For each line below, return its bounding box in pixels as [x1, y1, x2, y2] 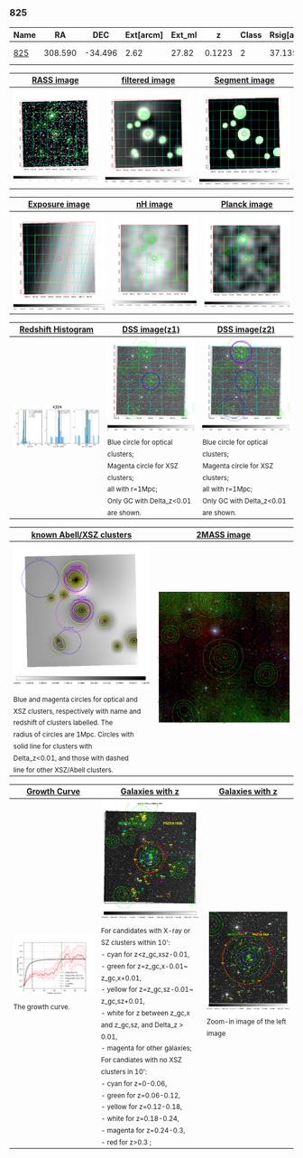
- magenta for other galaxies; [100, 1044, 192, 1053]
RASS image [31, 75, 79, 86]
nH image [135, 199, 173, 209]
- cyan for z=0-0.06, [100, 1079, 168, 1089]
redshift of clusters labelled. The [13, 718, 114, 727]
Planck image [220, 199, 273, 209]
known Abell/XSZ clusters [31, 529, 133, 540]
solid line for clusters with [13, 742, 93, 751]
